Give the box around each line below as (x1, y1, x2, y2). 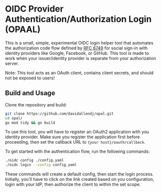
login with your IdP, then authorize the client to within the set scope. (5, 181, 141, 187)
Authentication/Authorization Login (5, 14, 152, 25)
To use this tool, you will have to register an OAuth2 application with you (5, 129, 149, 135)
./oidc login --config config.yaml (5, 162, 77, 167)
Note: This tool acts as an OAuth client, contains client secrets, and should (5, 70, 154, 75)
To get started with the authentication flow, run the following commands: (5, 148, 150, 154)
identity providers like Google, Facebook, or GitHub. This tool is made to (5, 50, 149, 56)
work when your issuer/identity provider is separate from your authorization (5, 55, 156, 61)
